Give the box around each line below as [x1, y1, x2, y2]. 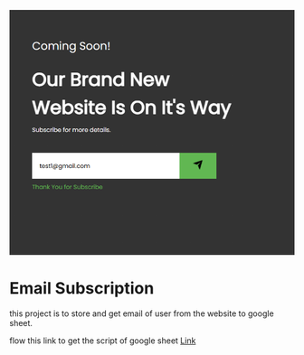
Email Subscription [9, 277, 155, 298]
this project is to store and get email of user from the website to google [9, 308, 274, 319]
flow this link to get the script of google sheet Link [9, 335, 196, 346]
